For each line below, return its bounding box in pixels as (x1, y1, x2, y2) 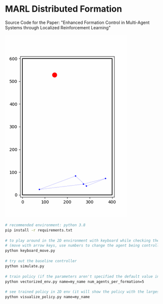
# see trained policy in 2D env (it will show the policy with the (5, 289, 145, 294)
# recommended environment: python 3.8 (5, 223, 86, 228)
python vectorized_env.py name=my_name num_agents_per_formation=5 (5, 279, 145, 284)
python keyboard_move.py (5, 248, 55, 253)
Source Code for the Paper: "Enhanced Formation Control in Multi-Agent (5, 19, 150, 25)
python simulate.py (5, 264, 45, 268)
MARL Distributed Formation (5, 3, 122, 15)
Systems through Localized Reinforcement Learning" (5, 24, 111, 30)
